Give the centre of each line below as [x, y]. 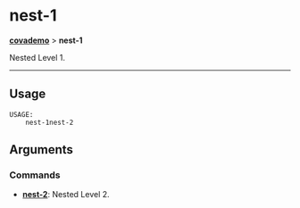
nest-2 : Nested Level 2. [66, 195]
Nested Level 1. [37, 57]
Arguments [42, 150]
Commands [35, 175]
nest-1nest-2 [50, 122]
